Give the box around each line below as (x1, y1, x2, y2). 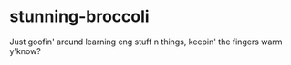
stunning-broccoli (9, 6, 150, 27)
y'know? (9, 45, 41, 56)
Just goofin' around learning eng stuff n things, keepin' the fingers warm (9, 36, 283, 47)
